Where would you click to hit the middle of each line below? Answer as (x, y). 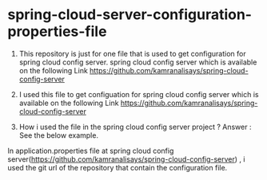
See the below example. (59, 135)
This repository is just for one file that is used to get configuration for (132, 53)
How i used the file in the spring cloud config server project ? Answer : (135, 127)
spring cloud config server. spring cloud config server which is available (138, 62)
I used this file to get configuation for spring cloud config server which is (139, 94)
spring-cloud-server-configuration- (130, 15)
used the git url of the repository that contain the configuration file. (118, 167)
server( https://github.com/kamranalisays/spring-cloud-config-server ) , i (126, 159)
